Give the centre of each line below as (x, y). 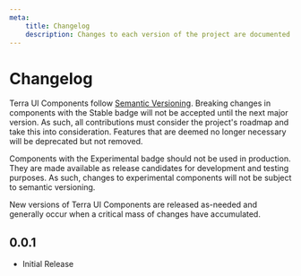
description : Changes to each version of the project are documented (158, 34)
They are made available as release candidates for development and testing (149, 168)
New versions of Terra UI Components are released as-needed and (133, 205)
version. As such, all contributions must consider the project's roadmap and (149, 123)
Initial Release (48, 264)
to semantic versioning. (52, 187)
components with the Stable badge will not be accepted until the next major (149, 113)
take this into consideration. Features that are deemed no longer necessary (148, 132)
